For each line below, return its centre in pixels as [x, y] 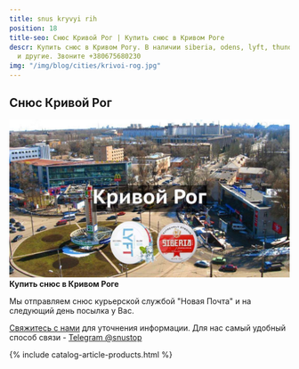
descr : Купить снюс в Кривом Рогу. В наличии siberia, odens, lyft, [139, 47]
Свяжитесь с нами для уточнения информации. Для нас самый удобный [148, 328]
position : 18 [33, 28]
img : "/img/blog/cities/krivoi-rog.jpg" [85, 66]
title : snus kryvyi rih [53, 19]
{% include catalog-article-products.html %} [91, 355]
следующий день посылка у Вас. [72, 311]
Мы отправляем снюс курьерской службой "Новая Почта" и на [130, 301]
